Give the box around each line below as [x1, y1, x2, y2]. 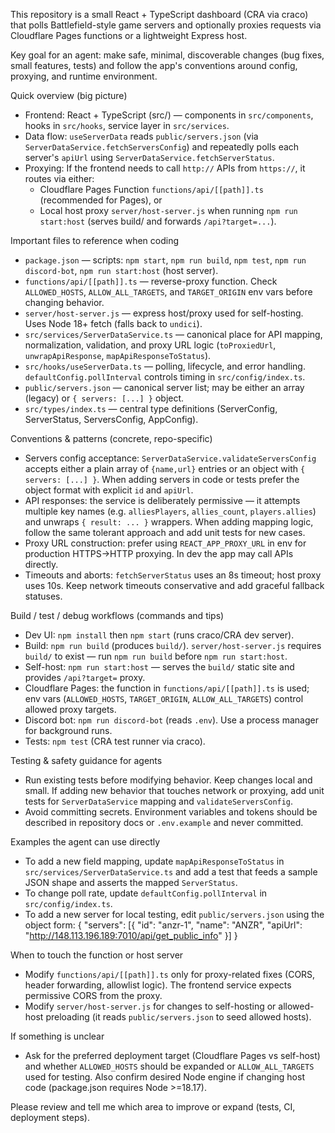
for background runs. [24, 725, 113, 736]
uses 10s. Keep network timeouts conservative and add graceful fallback [24, 580, 325, 591]
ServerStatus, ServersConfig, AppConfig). [24, 414, 199, 425]
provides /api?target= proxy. [24, 672, 146, 683]
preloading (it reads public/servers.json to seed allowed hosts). [45, 1011, 312, 1023]
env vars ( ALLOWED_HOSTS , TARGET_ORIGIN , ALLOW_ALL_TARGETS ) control [24, 693, 304, 704]
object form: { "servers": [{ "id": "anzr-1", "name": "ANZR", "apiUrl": [24, 919, 303, 931]
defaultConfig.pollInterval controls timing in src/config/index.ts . [24, 371, 306, 383]
